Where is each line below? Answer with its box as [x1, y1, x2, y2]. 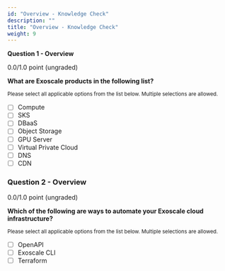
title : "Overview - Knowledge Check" [7, 23, 119, 30]
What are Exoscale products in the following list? [7, 77, 154, 86]
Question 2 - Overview [7, 177, 87, 187]
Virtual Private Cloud [17, 143, 79, 151]
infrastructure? [7, 214, 53, 223]
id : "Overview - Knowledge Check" [7, 10, 110, 18]
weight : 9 [7, 30, 37, 38]
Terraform [17, 256, 47, 265]
